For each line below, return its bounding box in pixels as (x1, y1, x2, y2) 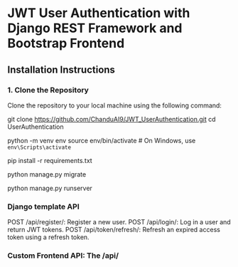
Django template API (7, 201, 80, 211)
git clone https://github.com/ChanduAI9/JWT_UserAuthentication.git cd (7, 115, 216, 123)
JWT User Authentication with (7, 5, 190, 21)
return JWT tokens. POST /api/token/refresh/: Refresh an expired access (7, 226, 220, 234)
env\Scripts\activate (7, 144, 72, 151)
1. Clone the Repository (7, 85, 89, 95)
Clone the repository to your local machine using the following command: (7, 101, 222, 110)
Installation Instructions (7, 63, 116, 75)
